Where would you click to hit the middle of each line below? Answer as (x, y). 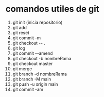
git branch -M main (32, 79)
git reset (21, 32)
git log (19, 48)
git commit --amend (33, 53)
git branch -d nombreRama (40, 74)
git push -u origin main (35, 84)
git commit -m (26, 38)
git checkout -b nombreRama (42, 58)
